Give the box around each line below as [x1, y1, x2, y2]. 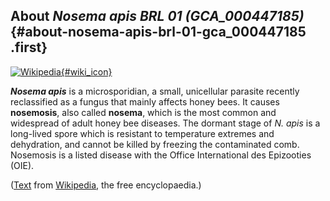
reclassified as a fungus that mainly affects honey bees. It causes [10, 95, 280, 108]
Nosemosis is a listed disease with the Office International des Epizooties [10, 149, 312, 161]
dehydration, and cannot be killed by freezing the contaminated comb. [10, 138, 300, 150]
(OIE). [10, 159, 35, 171]
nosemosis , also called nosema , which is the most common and [10, 106, 277, 118]
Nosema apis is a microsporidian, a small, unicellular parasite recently [10, 85, 300, 97]
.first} [10, 39, 48, 56]
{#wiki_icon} [60, 65, 113, 78]
